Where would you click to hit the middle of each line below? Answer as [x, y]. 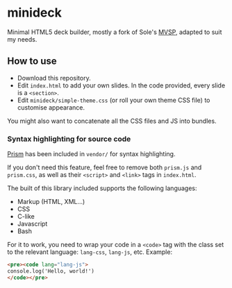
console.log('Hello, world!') [51, 271]
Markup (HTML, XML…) [51, 202]
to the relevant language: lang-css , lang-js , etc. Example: [90, 252]
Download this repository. [54, 78]
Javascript [32, 224]
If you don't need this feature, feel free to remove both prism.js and [105, 167]
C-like [26, 217]
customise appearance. [51, 107]
